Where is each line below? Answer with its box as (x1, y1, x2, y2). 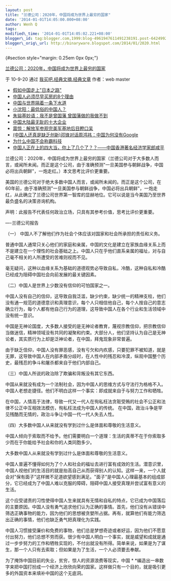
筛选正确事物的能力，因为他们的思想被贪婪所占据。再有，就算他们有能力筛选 (5, 510, 166, 516)
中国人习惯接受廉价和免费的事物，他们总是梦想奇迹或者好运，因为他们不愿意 (5, 527, 166, 534)
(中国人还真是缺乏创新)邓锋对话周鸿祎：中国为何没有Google (12, 131, 138, 138)
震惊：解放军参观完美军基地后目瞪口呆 (12, 125, 93, 131)
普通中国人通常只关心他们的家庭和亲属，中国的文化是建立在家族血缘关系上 (5, 241, 161, 248)
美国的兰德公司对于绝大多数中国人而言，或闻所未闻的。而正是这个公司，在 (5, 179, 161, 185)
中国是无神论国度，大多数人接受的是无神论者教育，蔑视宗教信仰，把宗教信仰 (5, 323, 166, 329)
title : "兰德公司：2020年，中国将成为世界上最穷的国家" (5, 12, 111, 17)
